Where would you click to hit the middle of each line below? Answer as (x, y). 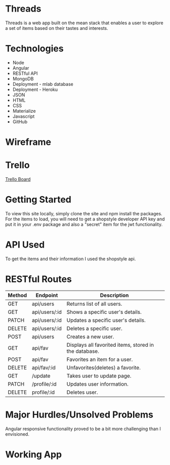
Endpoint (47, 295)
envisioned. (17, 434)
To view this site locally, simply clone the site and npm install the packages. (84, 213)
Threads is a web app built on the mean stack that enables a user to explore (84, 23)
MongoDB (23, 78)
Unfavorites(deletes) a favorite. (103, 367)
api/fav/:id (44, 367)
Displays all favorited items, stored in (110, 345)
